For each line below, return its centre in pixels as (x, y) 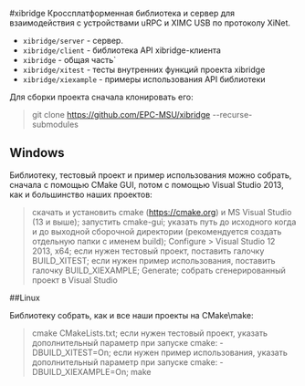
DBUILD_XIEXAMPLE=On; (80, 371)
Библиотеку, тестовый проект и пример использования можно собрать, (151, 175)
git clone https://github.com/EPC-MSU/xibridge (121, 115)
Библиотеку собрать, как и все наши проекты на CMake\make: (131, 315)
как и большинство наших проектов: (81, 194)
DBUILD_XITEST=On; (71, 352)
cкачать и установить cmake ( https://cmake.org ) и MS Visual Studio (162, 212)
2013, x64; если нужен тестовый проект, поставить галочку (148, 251)
